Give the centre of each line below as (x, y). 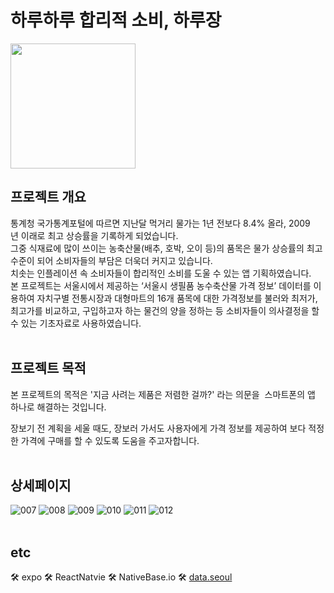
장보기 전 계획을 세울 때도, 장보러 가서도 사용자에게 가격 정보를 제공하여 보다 (158, 428)
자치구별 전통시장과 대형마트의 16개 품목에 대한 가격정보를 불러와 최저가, (177, 298)
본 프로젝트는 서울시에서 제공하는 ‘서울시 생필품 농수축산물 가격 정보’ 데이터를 (161, 285)
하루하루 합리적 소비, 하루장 (116, 20)
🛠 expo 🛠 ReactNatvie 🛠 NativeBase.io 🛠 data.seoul (121, 577)
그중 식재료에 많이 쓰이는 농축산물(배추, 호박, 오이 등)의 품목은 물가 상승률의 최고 (166, 248)
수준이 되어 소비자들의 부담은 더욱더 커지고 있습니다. (111, 260)
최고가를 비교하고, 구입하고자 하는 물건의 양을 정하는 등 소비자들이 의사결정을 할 (165, 310)
